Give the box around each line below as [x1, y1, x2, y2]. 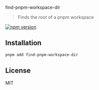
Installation [5, 39, 42, 47]
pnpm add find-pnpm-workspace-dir [5, 52, 79, 57]
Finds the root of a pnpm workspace [17, 14, 94, 20]
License [5, 66, 31, 75]
